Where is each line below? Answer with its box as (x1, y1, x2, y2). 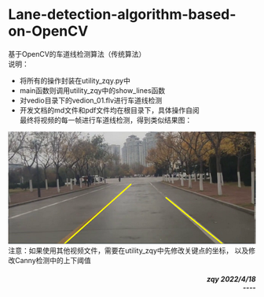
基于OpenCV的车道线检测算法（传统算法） (8, 49, 146, 58)
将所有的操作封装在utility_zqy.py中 (19, 76, 131, 85)
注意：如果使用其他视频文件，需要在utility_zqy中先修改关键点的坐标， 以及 (8, 246, 249, 255)
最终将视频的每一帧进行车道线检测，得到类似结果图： (19, 115, 192, 124)
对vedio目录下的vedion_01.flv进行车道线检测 (19, 95, 163, 105)
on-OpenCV (8, 22, 89, 40)
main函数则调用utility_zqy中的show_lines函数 (19, 85, 166, 95)
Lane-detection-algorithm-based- (8, 6, 236, 24)
